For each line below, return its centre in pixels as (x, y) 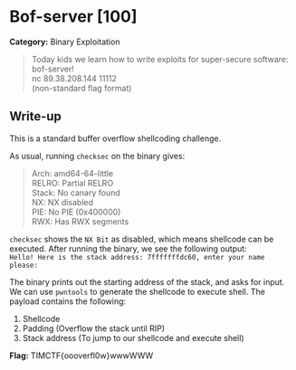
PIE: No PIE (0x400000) (76, 212)
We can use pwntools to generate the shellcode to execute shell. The (137, 291)
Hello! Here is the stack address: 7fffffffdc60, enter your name (137, 257)
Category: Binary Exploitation (65, 42)
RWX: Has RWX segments (80, 221)
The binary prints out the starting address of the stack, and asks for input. (147, 281)
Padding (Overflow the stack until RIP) (94, 328)
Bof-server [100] (73, 17)
